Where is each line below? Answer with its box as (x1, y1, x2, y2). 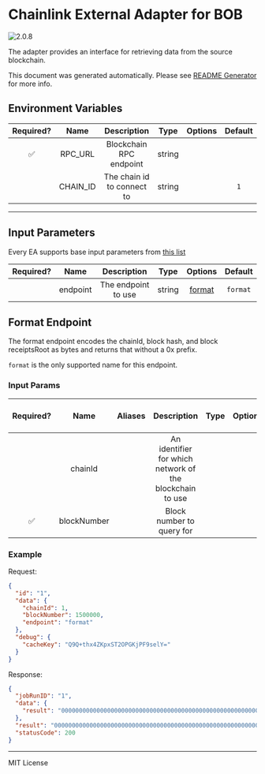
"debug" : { (15, 634, 51, 641)
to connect (106, 181, 147, 192)
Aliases (117, 410, 146, 421)
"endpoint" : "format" (22, 619, 93, 626)
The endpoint (99, 279, 150, 290)
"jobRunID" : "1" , (15, 692, 73, 700)
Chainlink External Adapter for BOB (8, 6, 243, 24)
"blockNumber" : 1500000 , (22, 611, 104, 619)
